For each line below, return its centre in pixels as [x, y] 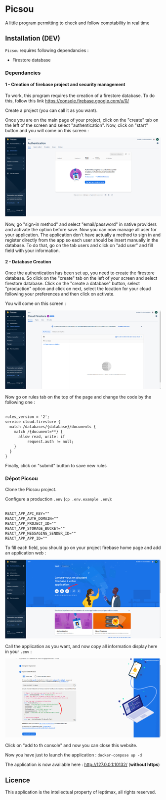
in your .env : [19, 651]
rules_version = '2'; [27, 417]
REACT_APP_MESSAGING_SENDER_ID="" [41, 533]
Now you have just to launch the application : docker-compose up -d [74, 755]
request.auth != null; [50, 442]
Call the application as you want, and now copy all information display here [81, 647]
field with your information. [33, 250]
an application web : [26, 552]
